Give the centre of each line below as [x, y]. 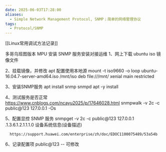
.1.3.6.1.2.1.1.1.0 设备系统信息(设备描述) [44, 125]
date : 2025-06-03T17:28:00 [33, 10]
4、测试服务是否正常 [26, 97]
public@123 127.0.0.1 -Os [31, 108]
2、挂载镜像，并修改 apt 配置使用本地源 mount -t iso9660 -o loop [73, 71]
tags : [11, 24]
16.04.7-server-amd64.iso [32, 76]
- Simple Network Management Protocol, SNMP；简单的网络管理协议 [75, 19]
